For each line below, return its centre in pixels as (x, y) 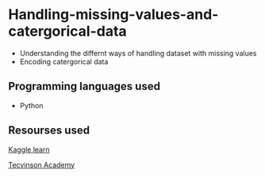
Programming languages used (84, 87)
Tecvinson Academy (42, 164)
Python (31, 105)
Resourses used (49, 131)
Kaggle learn (29, 149)
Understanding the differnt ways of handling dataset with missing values (138, 53)
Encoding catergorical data (64, 62)
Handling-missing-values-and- (113, 15)
